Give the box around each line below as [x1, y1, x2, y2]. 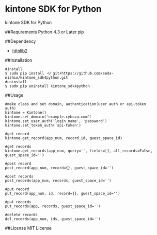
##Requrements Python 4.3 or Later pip [5, 29, 84, 35]
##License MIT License [5, 225, 52, 231]
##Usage [5, 92, 24, 98]
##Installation [5, 57, 32, 63]
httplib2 [12, 48, 28, 54]
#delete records [5, 212, 38, 217]
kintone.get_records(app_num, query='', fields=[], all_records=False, [5, 148, 153, 153]
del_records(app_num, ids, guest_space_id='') [5, 217, 101, 221]
